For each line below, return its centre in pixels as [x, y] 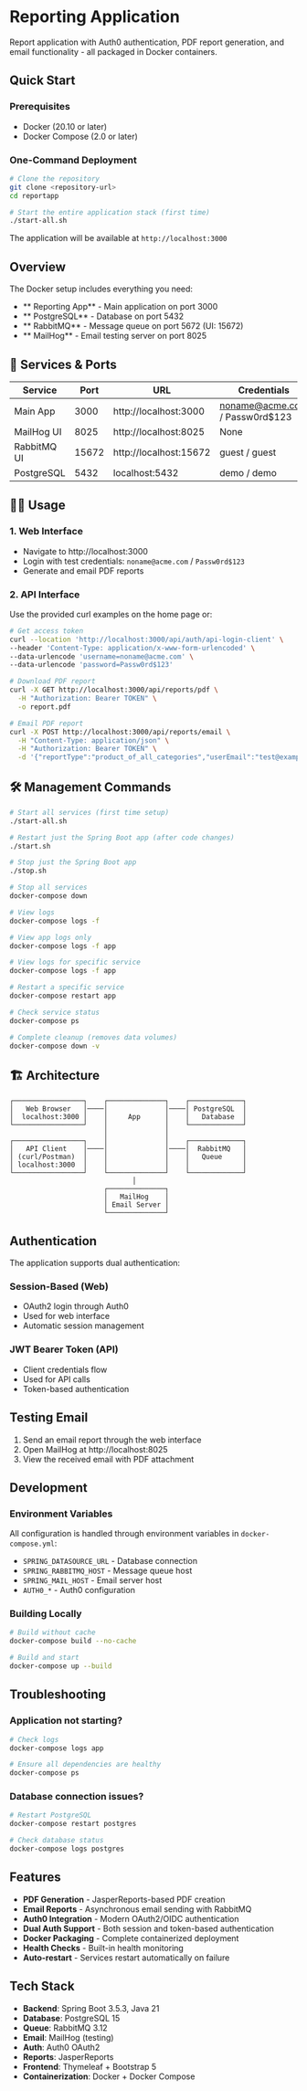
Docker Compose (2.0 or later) [80, 136]
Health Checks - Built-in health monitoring [103, 1948]
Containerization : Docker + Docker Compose [109, 2076]
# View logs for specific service [75, 962]
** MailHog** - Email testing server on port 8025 [115, 336]
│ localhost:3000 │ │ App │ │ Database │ [128, 1117]
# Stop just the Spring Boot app [73, 862]
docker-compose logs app [57, 1748]
